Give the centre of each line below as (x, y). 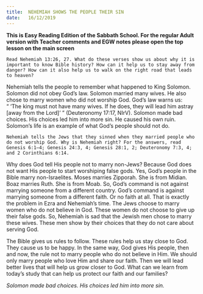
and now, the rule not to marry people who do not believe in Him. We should (101, 254)
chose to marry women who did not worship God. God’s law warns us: (94, 100)
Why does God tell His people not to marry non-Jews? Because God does (99, 164)
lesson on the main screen (41, 48)
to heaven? (20, 75)
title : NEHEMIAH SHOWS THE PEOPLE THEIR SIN (65, 12)
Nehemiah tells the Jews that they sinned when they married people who (101, 137)
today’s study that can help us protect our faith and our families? (87, 273)
